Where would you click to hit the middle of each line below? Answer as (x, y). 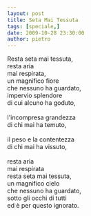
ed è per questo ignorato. (43, 206)
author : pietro (29, 39)
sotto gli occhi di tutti (37, 198)
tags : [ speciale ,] (33, 26)
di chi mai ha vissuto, (37, 147)
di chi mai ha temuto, (37, 125)
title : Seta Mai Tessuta (43, 20)
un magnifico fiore (33, 81)
